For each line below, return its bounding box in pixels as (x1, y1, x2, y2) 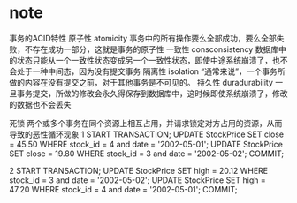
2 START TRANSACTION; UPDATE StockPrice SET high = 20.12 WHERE (9, 165, 269, 176)
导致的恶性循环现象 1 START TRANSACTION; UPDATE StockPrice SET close (9, 129, 285, 139)
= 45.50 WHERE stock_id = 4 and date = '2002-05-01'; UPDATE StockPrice (9, 139, 283, 149)
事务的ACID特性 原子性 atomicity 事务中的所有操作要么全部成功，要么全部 (9, 33, 277, 43)
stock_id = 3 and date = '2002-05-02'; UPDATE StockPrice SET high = (9, 175, 267, 185)
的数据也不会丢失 (9, 99, 72, 109)
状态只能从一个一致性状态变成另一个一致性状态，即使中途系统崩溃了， (16, 55, 272, 65)
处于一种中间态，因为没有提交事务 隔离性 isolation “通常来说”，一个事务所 (16, 65, 286, 77)
